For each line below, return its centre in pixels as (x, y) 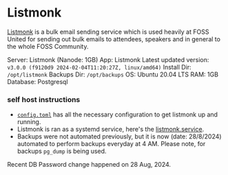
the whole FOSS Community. (48, 46)
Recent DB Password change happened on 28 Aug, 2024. (89, 165)
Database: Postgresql (38, 81)
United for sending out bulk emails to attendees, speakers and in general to (114, 39)
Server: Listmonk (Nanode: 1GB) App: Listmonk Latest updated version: (108, 59)
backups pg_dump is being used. (62, 151)
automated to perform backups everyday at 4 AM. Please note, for (111, 144)
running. (29, 122)
